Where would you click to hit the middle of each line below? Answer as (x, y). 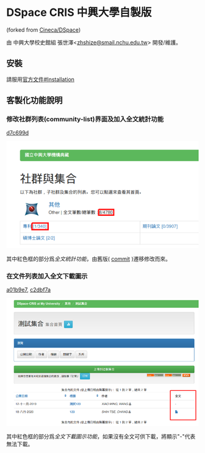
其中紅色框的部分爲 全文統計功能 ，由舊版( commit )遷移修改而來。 (88, 259)
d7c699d (18, 133)
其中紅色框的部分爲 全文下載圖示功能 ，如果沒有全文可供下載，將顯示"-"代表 (101, 436)
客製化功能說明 (34, 100)
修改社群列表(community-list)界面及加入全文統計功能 (85, 119)
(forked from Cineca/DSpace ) (44, 30)
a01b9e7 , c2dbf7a (28, 290)
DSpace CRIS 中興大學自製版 (79, 12)
